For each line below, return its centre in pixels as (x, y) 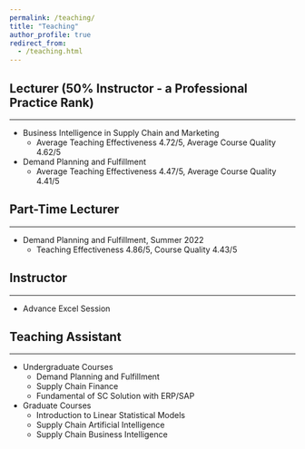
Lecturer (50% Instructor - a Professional (128, 88)
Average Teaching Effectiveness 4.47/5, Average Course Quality (156, 171)
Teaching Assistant (65, 337)
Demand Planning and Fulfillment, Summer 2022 (113, 239)
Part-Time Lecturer (64, 210)
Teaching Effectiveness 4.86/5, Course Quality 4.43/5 (137, 249)
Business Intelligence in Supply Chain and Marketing (121, 132)
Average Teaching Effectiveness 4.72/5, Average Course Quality (156, 142)
